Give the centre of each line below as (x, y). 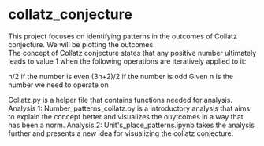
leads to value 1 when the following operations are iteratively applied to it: (127, 61)
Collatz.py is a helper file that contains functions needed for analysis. (120, 100)
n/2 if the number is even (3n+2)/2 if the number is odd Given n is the (121, 76)
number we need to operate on (58, 85)
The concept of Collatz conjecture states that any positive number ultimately (132, 53)
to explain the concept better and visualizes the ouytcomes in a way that (126, 116)
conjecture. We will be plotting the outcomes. (82, 44)
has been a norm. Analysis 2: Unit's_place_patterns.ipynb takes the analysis (131, 125)
